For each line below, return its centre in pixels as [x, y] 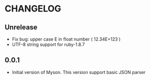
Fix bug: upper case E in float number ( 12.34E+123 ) [66, 39]
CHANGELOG [33, 9]
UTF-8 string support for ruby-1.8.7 [48, 44]
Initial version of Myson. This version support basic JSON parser [79, 72]
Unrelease [21, 27]
